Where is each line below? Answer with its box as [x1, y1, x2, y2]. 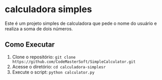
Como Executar [5, 41, 55, 49]
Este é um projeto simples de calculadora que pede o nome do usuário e [5, 20, 157, 26]
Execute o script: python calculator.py [12, 69, 95, 75]
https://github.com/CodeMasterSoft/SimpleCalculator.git [12, 59, 136, 64]
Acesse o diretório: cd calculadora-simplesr [12, 63, 106, 69]
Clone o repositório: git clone [12, 54, 76, 60]
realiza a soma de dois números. [5, 25, 73, 31]
